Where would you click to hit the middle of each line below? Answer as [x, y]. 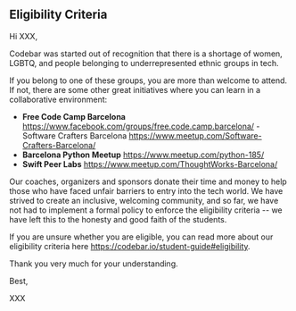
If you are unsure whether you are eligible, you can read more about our [141, 237]
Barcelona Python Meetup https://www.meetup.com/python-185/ [143, 155]
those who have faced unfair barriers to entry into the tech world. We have [146, 190]
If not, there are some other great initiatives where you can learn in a [135, 89]
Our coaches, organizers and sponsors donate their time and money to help [148, 181]
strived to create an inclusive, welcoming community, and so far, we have [144, 200]
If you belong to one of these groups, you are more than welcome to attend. [148, 80]
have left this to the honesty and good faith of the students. [118, 219]
